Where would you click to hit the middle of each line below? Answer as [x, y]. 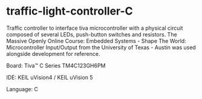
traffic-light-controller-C [70, 11]
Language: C [22, 89]
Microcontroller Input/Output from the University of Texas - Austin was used [101, 47]
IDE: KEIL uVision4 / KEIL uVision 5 [50, 77]
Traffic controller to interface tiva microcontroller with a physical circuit [95, 28]
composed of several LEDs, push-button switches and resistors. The [92, 34]
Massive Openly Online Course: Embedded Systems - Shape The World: [96, 41]
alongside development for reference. [53, 53]
